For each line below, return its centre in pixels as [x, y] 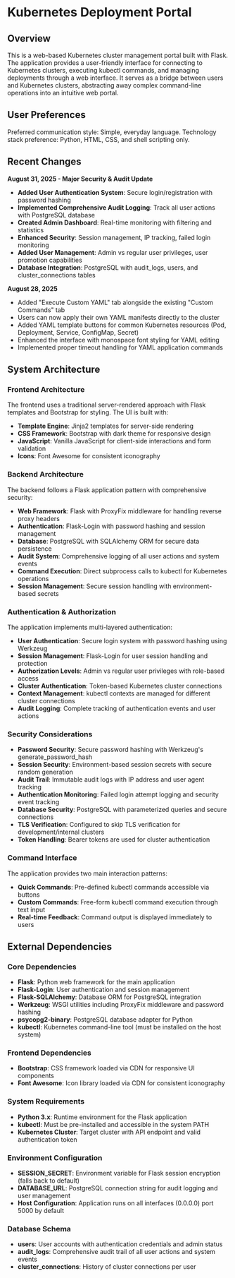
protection [32, 663]
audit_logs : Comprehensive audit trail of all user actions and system [116, 1252]
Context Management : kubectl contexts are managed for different [114, 693]
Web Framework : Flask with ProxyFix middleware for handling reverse [119, 511]
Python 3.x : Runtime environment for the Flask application [102, 1117]
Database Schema [39, 1229]
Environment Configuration [55, 1157]
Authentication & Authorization [62, 611]
